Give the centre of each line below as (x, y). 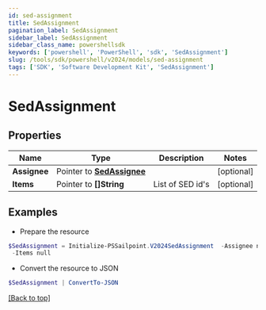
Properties (35, 136)
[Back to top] (29, 298)
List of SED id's (181, 184)
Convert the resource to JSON (69, 268)
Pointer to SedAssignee (101, 171)
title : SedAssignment (44, 23)
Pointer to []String (90, 184)
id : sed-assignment (40, 15)
